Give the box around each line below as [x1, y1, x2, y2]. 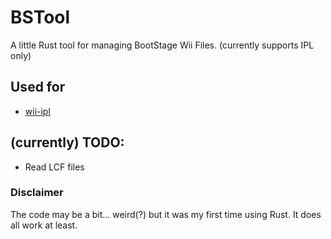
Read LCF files [24, 161, 85, 173]
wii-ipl [24, 105, 51, 117]
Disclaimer [10, 186, 64, 200]
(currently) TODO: [10, 134, 125, 151]
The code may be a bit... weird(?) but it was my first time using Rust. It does [10, 208, 322, 220]
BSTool [10, 6, 71, 29]
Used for [10, 79, 66, 96]
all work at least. [10, 219, 78, 231]
